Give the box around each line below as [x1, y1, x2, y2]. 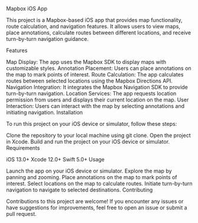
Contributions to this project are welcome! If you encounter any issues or [6, 198, 184, 205]
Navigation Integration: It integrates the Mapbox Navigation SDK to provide [6, 84, 188, 91]
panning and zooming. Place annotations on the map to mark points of [6, 174, 177, 180]
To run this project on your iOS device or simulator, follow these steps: [6, 120, 177, 127]
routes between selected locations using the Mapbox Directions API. [6, 77, 173, 84]
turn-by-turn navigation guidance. [6, 36, 89, 42]
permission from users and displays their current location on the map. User [6, 96, 189, 103]
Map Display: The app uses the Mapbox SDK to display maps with [6, 59, 167, 65]
